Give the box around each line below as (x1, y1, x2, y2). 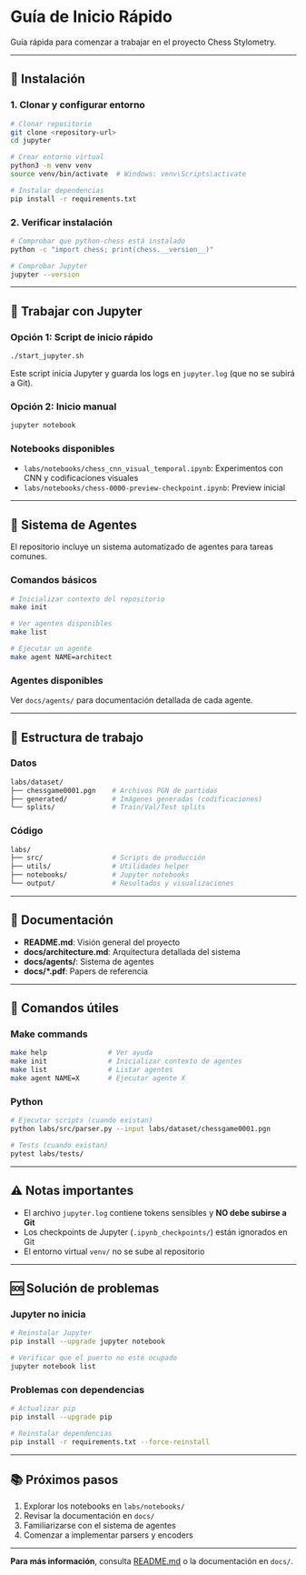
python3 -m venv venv (10, 161, 93, 170)
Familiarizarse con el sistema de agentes (23, 1520, 176, 1531)
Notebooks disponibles (10, 443, 115, 456)
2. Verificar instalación (10, 216, 113, 228)
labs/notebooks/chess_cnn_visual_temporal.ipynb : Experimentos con (23, 463, 284, 474)
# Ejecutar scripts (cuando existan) (10, 1116, 153, 1125)
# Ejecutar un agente (10, 644, 93, 654)
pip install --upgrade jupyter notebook (10, 1337, 166, 1347)
